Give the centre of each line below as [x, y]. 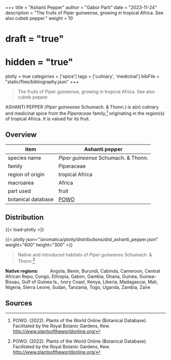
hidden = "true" [39, 62]
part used [19, 191]
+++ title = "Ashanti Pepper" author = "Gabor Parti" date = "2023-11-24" [81, 7]
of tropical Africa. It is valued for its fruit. [48, 118]
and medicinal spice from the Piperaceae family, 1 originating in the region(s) [85, 113]
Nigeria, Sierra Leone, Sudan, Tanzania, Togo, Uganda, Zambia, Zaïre [78, 287]
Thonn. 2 [26, 261]
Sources [19, 303]
